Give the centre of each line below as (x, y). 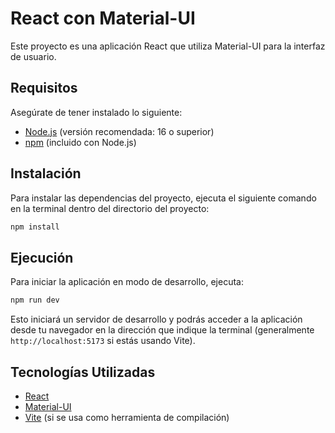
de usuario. (33, 56)
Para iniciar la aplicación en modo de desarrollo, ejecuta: (127, 282)
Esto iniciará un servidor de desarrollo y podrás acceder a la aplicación (156, 319)
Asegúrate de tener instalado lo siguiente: (96, 112)
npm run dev (35, 300)
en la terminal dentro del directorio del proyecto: (110, 208)
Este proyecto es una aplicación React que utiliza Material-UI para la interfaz (168, 46)
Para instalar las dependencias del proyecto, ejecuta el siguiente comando (163, 198)
